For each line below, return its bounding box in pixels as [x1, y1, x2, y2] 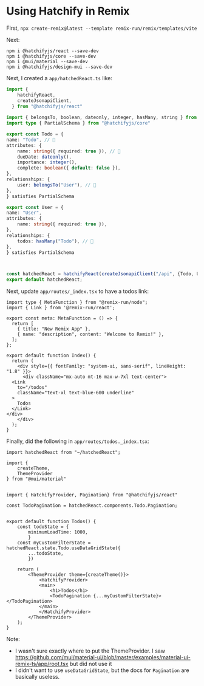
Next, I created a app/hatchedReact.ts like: [6, 74, 112, 81]
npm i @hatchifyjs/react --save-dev [6, 47, 99, 54]
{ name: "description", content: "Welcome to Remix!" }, [17, 331, 165, 338]
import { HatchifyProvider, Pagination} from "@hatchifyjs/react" [6, 492, 178, 498]
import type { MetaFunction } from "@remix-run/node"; [6, 300, 148, 306]
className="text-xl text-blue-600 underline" [17, 390, 135, 396]
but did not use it [69, 660, 112, 668]
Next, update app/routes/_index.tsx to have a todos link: [6, 287, 149, 295]
